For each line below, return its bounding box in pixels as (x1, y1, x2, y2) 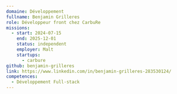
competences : (6, 74, 38, 79)
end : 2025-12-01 (16, 36, 57, 41)
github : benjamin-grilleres (6, 62, 75, 69)
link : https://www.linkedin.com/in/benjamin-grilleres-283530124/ (6, 68, 172, 74)
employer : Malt (16, 47, 54, 53)
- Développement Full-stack (11, 79, 80, 85)
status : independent (16, 41, 67, 47)
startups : (16, 52, 41, 58)
